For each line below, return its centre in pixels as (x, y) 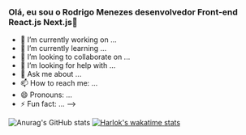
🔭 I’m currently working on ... (68, 40)
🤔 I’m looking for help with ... (68, 65)
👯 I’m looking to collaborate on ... (75, 57)
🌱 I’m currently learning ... (63, 49)
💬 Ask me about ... (51, 74)
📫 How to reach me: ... (59, 83)
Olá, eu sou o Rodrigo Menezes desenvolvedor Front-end (123, 12)
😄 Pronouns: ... (46, 95)
